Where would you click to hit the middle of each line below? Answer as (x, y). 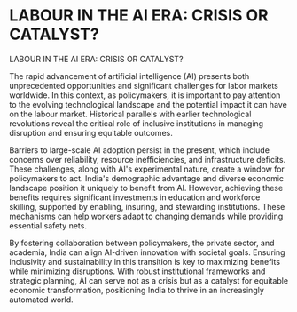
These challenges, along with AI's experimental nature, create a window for (147, 169)
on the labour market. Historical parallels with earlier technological (130, 114)
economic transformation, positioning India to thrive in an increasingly (137, 290)
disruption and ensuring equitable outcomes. (91, 132)
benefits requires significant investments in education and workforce (135, 197)
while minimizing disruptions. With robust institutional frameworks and (137, 271)
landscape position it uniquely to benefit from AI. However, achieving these (146, 188)
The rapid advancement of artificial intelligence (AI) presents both (129, 76)
